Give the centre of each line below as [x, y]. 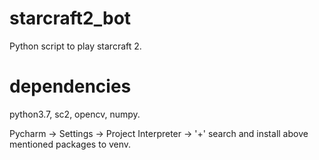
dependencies [70, 86]
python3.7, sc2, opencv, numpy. [75, 114]
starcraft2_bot [70, 18]
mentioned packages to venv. [70, 144]
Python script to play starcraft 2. [75, 46]
